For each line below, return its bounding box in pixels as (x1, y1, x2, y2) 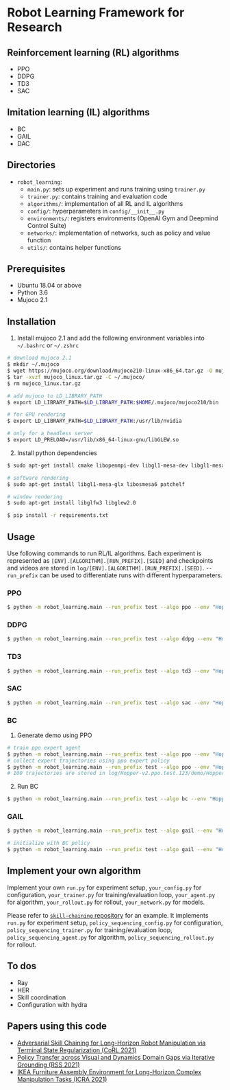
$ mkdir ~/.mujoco (7, 361, 60, 368)
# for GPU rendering (7, 411, 66, 418)
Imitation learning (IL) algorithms (7, 106, 151, 118)
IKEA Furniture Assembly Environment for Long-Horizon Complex (16, 1067, 202, 1076)
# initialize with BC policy (7, 839, 90, 847)
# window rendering (7, 493, 63, 500)
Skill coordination (16, 993, 66, 1001)
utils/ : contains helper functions (27, 243, 122, 251)
